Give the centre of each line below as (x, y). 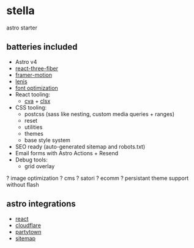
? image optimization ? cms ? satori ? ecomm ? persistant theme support (97, 178)
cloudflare (28, 225)
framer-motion (33, 75)
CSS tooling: (31, 107)
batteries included (42, 47)
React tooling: (33, 94)
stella (21, 11)
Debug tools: (31, 160)
